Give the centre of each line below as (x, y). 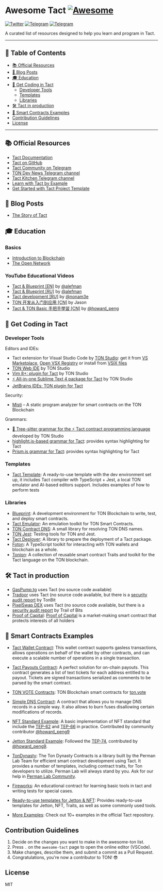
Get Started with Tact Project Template (51, 188)
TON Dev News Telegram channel (46, 173)
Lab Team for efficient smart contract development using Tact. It (76, 761)
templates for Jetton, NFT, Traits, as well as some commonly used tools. (84, 805)
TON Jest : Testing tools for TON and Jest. (54, 534)
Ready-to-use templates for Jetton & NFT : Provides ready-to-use (77, 800)
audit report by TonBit (34, 600)
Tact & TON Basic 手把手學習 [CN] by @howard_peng (65, 308)
